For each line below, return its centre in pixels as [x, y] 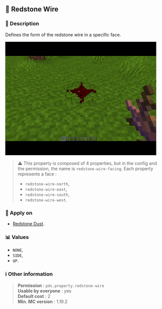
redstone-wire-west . [46, 200]
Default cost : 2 [34, 296]
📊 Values [17, 237]
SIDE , [18, 256]
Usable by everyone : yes [44, 291]
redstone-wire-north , [47, 183]
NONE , [18, 250]
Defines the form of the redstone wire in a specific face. [63, 35]
